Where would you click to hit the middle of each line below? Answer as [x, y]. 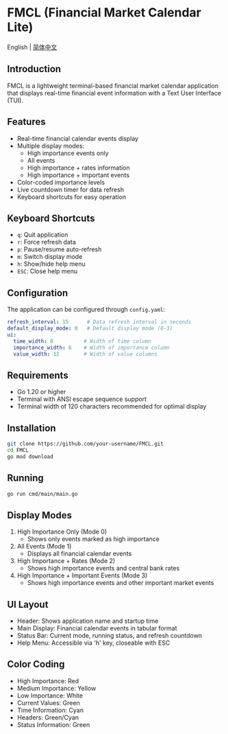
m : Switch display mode [50, 257]
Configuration [38, 293]
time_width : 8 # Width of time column [83, 341]
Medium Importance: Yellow [56, 688]
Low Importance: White [50, 696]
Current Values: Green [48, 702]
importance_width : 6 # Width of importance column [91, 347]
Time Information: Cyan [50, 710]
